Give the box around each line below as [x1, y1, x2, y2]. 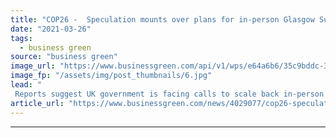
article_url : [10, 98, 65, 108]
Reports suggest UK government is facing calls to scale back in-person [14, 89, 325, 99]
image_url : [10, 61, 56, 71]
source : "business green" [10, 52, 118, 62]
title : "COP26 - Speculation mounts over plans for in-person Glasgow [10, 14, 315, 25]
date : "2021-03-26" [10, 24, 92, 34]
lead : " [10, 80, 43, 90]
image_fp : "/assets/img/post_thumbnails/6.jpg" [10, 71, 213, 81]
